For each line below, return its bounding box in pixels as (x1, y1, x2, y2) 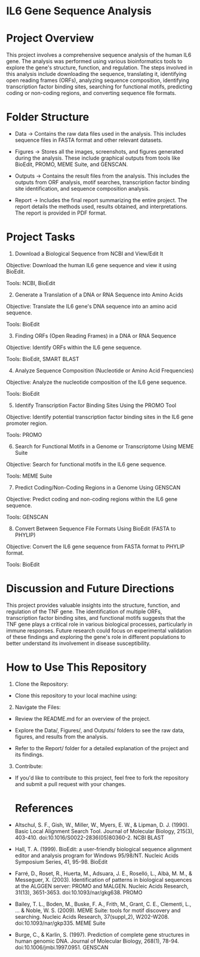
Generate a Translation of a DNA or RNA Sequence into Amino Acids (14, 291, 183, 298)
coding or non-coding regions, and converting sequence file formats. (6, 90, 177, 97)
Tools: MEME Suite (6, 472, 53, 479)
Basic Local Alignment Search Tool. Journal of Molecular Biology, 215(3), (14, 827, 194, 834)
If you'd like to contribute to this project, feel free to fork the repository (14, 774, 189, 781)
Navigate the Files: (14, 704, 61, 711)
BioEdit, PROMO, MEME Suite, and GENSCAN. (14, 161, 128, 168)
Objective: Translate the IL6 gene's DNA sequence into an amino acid (6, 303, 177, 310)
